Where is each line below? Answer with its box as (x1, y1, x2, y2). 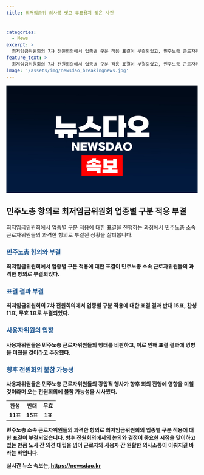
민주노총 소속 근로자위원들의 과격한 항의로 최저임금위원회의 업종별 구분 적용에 (6, 426, 188, 434)
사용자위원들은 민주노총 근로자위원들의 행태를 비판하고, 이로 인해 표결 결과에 (6, 341, 185, 349)
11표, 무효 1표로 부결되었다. (6, 310, 70, 317)
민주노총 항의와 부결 (6, 248, 61, 256)
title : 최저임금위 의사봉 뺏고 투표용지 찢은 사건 (6, 10, 114, 16)
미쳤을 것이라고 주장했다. (12, 349, 71, 356)
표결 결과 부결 (6, 287, 44, 296)
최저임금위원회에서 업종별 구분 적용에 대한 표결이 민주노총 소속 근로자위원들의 (6, 263, 188, 270)
